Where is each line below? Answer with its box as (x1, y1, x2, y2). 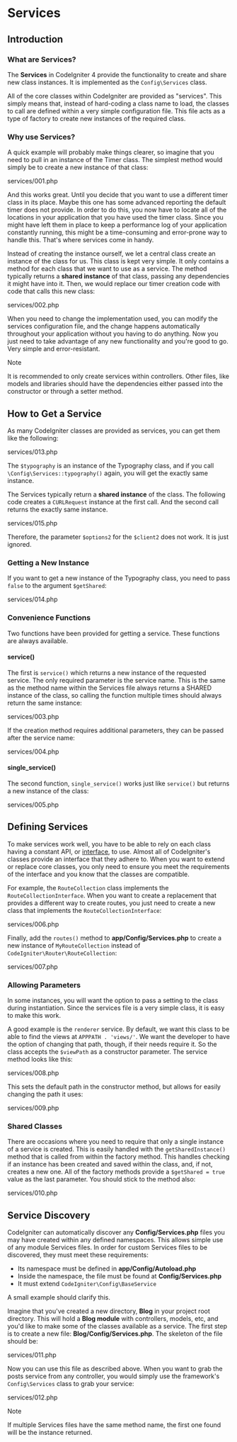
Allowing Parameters (7, 980, 81, 989)
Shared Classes (7, 1121, 62, 1131)
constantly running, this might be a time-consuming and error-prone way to (7, 228, 228, 237)
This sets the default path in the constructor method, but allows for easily (7, 1082, 221, 1091)
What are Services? (7, 55, 76, 64)
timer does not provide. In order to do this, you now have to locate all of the (7, 205, 227, 214)
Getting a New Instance (7, 557, 90, 567)
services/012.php (7, 1393, 58, 1402)
